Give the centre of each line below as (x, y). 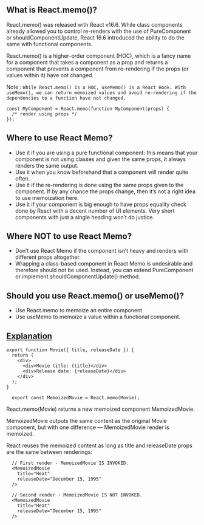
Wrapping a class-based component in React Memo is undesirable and (104, 264)
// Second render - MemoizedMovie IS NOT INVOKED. (77, 495)
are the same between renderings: (49, 452)
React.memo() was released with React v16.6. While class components (95, 24)
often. (22, 178)
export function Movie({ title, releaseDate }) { (70, 350)
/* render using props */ (45, 114)
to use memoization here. (47, 197)
